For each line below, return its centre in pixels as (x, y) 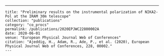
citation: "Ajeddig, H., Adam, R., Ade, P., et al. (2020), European (77, 42)
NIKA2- (152, 12)
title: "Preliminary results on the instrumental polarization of (74, 12)
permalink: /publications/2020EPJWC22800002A (52, 29)
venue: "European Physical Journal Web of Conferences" (63, 37)
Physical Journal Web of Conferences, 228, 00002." (59, 46)
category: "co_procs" (27, 25)
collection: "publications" (34, 20)
